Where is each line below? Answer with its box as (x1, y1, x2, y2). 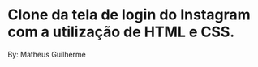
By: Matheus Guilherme (7, 49, 86, 59)
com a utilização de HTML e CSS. (7, 23, 235, 41)
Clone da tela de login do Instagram (7, 6, 251, 24)
